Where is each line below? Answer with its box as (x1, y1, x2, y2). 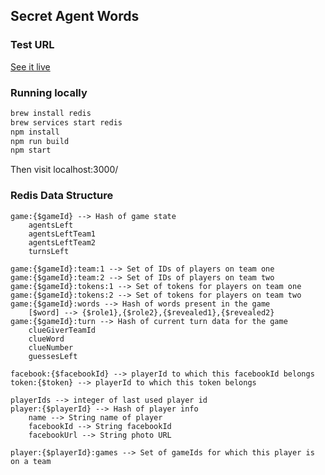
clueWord (28, 334, 65, 344)
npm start (10, 145, 52, 156)
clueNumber (28, 342, 74, 353)
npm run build (10, 136, 70, 146)
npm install (10, 127, 60, 137)
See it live (10, 60, 51, 73)
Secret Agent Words (10, 8, 140, 25)
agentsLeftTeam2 (28, 237, 97, 248)
